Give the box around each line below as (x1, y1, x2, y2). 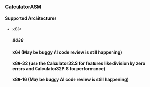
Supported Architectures (5, 15, 57, 21)
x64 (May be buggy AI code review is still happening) (12, 49, 123, 55)
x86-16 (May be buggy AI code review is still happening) (12, 76, 129, 83)
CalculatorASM (5, 3, 42, 10)
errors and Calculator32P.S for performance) (12, 65, 106, 71)
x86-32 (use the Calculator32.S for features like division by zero (12, 60, 146, 66)
